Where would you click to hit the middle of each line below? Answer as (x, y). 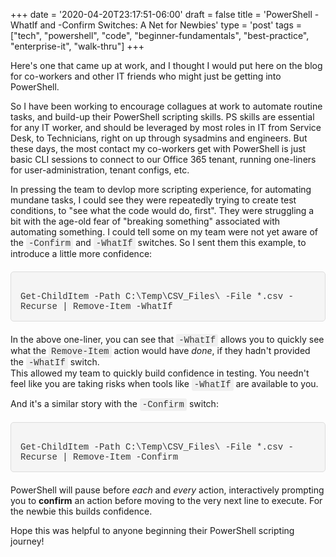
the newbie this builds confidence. (81, 511)
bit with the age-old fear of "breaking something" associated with (145, 221)
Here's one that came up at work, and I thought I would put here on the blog (166, 65)
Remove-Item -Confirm (126, 457)
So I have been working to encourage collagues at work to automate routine (166, 106)
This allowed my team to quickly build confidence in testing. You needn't (160, 373)
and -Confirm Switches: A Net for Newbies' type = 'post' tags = (171, 25)
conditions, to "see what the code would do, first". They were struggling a (162, 210)
